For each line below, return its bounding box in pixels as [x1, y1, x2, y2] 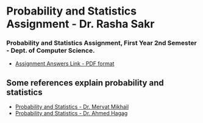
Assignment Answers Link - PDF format [15, 60, 115, 67]
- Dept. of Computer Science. [6, 47, 95, 55]
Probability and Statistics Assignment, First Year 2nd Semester [6, 39, 197, 47]
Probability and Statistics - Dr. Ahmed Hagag [15, 110, 128, 117]
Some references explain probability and [6, 78, 164, 88]
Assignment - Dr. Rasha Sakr [6, 17, 155, 31]
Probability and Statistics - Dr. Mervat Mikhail [15, 103, 129, 110]
